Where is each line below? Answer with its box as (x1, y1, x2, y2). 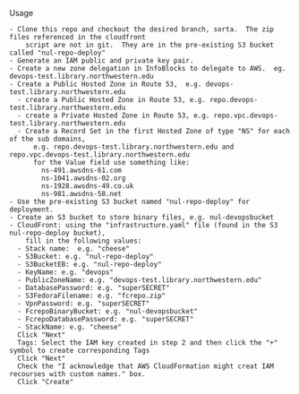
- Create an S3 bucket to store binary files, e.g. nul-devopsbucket (9, 213, 275, 222)
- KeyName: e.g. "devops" (17, 268, 115, 277)
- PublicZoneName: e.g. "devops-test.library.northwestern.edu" (17, 276, 262, 285)
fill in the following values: (25, 236, 142, 245)
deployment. (9, 205, 54, 214)
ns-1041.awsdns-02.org (41, 174, 126, 183)
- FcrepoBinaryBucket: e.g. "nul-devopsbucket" (17, 307, 199, 316)
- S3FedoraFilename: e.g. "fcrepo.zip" (17, 291, 167, 300)
